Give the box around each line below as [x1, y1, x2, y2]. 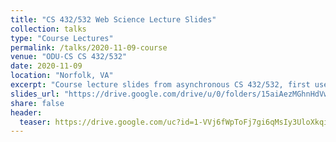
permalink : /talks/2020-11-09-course [10, 42, 168, 53]
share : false [10, 98, 65, 108]
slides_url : [10, 89, 60, 99]
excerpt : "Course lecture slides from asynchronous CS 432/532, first [10, 80, 311, 90]
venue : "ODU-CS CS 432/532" [10, 52, 128, 62]
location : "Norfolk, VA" [10, 71, 114, 81]
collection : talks [10, 24, 87, 34]
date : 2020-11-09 [10, 61, 83, 71]
